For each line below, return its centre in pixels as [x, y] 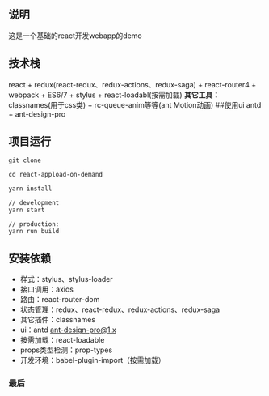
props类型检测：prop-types [66, 350]
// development [34, 203]
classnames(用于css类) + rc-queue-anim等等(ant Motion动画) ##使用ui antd [135, 104]
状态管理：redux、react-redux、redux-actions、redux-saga [120, 309]
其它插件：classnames [57, 320]
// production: [34, 224]
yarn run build [34, 232]
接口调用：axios [47, 289]
